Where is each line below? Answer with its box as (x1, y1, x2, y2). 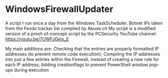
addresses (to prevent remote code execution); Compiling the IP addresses (5, 51, 160, 57)
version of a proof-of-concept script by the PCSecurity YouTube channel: (5, 30, 157, 36)
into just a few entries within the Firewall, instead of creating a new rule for (5, 56, 159, 62)
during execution (14, 66, 49, 73)
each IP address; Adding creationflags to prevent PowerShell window (5, 61, 148, 67)
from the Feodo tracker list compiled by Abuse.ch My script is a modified (5, 25, 156, 31)
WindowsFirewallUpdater (5, 3, 114, 15)
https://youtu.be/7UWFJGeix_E (5, 36, 69, 42)
